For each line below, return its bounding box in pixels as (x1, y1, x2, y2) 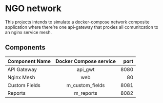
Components (5, 43, 45, 51)
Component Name (7, 58, 51, 65)
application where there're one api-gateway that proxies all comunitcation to (5, 24, 159, 30)
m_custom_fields (66, 82, 105, 88)
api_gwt (76, 66, 95, 73)
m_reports (74, 89, 98, 96)
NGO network (5, 3, 62, 14)
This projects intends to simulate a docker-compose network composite (5, 19, 150, 25)
